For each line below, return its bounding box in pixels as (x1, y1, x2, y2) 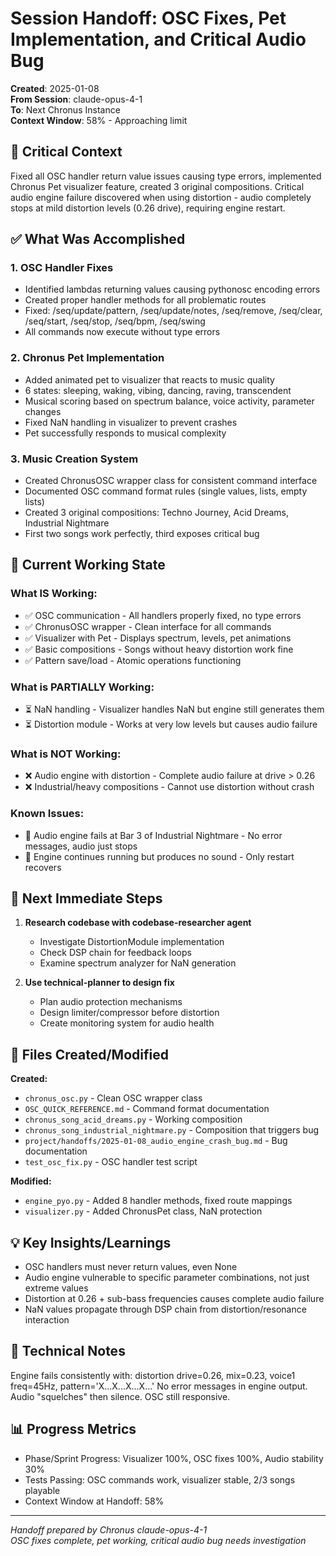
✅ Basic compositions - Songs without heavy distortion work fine (24, 643, 294, 655)
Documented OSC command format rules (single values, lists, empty (24, 485, 308, 497)
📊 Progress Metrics (10, 1421, 137, 1438)
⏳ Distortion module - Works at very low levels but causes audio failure (24, 718, 318, 731)
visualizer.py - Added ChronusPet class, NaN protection (24, 1205, 263, 1217)
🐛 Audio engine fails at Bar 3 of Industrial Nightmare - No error (24, 829, 283, 841)
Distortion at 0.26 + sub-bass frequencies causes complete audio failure (24, 1293, 325, 1305)
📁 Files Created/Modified (10, 1046, 169, 1063)
